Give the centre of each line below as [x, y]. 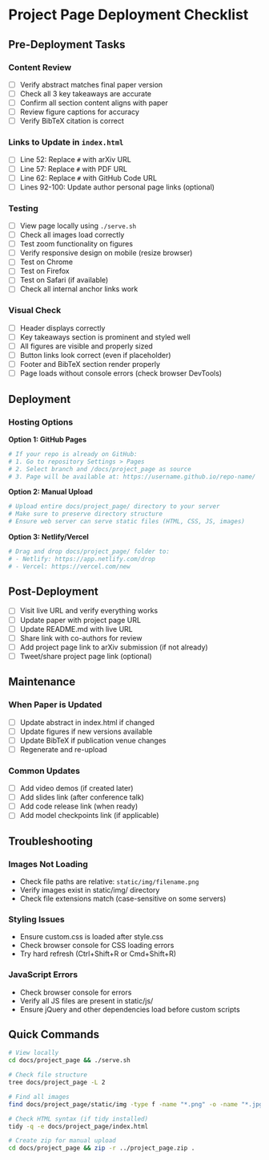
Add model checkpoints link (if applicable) [89, 816]
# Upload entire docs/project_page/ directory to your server [114, 507]
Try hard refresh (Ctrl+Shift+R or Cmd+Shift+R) [98, 954]
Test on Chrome [46, 262]
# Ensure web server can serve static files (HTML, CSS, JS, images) [127, 522]
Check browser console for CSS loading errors [97, 946]
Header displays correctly [62, 328]
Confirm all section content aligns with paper [94, 103]
